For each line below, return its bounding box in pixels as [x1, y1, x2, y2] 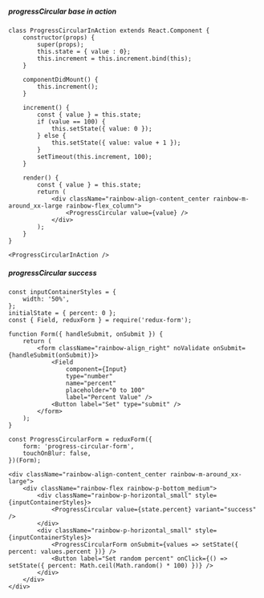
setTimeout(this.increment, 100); [37, 152, 152, 160]
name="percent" [65, 379, 116, 387]
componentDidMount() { [22, 75, 99, 83]
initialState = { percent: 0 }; [8, 309, 116, 317]
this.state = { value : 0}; [37, 47, 131, 55]
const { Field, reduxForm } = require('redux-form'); [8, 316, 193, 324]
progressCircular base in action [8, 6, 117, 16]
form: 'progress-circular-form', [22, 442, 135, 451]
